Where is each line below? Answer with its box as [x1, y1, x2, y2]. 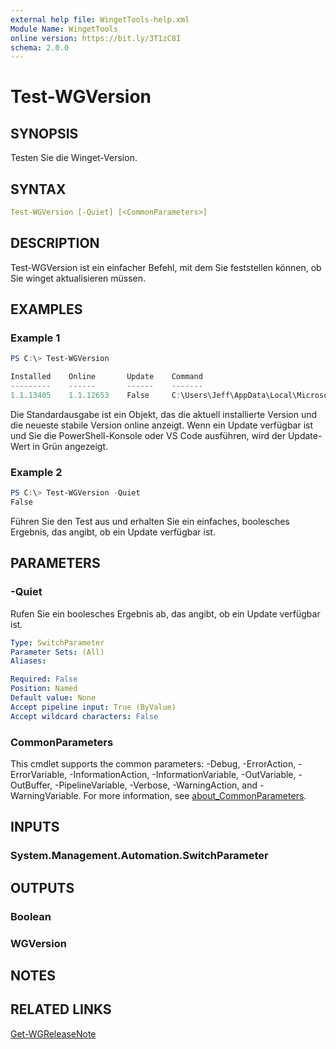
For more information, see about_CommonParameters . [83, 789, 307, 801]
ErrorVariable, [10, 768, 68, 780]
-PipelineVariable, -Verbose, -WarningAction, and [54, 779, 258, 791]
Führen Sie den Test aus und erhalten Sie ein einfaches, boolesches [10, 515, 290, 527]
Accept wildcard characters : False [10, 711, 159, 721]
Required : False [10, 674, 78, 685]
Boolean [10, 909, 52, 923]
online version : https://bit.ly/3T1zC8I [10, 33, 182, 43]
